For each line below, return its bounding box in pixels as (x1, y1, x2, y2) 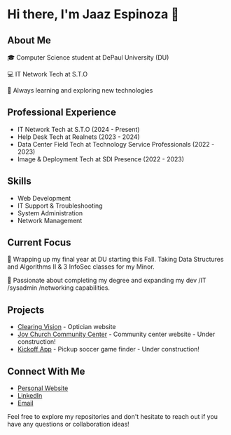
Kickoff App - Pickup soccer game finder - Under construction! (17, 345, 199, 354)
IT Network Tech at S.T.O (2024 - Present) (17, 125, 140, 133)
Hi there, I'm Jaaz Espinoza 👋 (7, 6, 180, 22)
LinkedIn (17, 391, 43, 400)
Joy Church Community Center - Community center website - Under (17, 330, 216, 339)
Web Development (17, 194, 71, 202)
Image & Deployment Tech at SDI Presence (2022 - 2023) (17, 154, 184, 163)
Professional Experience (7, 107, 117, 119)
